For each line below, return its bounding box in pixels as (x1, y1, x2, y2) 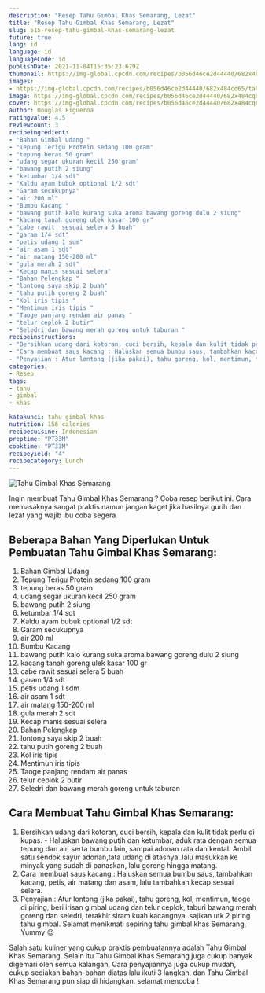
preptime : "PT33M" (9, 435, 69, 443)
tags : (9, 377, 27, 385)
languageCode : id (9, 56, 66, 64)
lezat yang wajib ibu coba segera (9, 510, 116, 520)
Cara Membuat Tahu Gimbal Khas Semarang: (9, 807, 234, 820)
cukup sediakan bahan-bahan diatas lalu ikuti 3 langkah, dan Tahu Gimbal (9, 968, 248, 977)
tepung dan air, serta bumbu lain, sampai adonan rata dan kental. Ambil (20, 844, 252, 853)
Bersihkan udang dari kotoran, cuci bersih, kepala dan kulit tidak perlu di (20, 827, 255, 837)
